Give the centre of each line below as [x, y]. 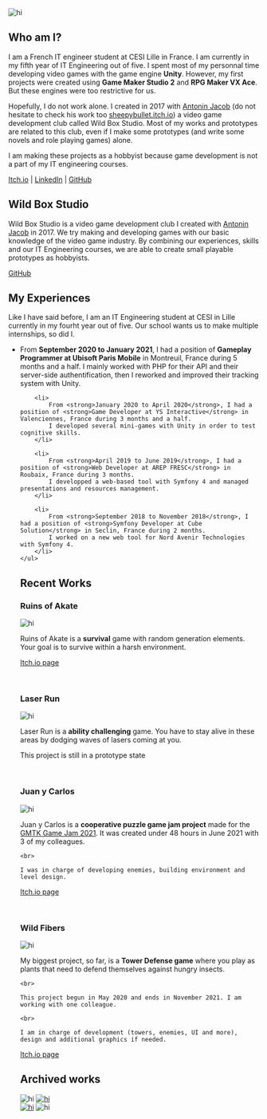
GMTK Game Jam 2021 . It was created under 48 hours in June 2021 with [139, 833]
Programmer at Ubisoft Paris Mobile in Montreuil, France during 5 [128, 358]
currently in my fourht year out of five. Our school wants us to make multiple [133, 325]
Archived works [60, 1080]
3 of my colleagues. [52, 841]
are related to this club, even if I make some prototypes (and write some [126, 132]
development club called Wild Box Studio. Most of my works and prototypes [133, 123]
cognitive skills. [50, 433]
